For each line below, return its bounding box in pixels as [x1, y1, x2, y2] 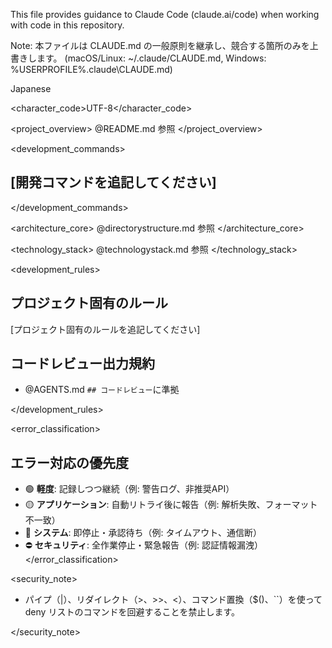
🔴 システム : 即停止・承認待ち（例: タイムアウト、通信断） [24, 527, 262, 539]
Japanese [10, 83, 52, 94]
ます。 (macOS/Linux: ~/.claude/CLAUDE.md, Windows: [36, 52, 267, 64]
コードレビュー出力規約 [10, 355, 155, 373]
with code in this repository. [10, 19, 125, 31]
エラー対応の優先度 [10, 454, 129, 471]
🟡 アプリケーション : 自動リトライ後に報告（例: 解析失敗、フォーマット [24, 499, 318, 511]
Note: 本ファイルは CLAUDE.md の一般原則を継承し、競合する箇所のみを [10, 40, 310, 51]
